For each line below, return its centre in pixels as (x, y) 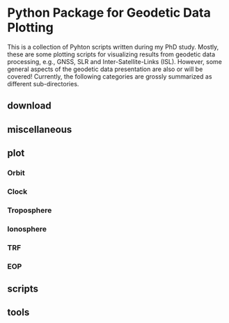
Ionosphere (27, 229)
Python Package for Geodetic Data (109, 13)
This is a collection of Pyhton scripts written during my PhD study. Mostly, (113, 47)
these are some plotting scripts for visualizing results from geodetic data (111, 54)
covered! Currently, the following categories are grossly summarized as (110, 76)
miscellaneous (40, 129)
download (29, 106)
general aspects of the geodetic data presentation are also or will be (105, 69)
